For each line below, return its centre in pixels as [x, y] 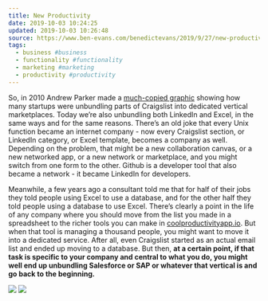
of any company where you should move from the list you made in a [120, 214]
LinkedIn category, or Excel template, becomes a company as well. [118, 139]
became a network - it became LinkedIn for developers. [100, 174]
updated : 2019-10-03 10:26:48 [59, 30]
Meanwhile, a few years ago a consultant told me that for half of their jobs [130, 189]
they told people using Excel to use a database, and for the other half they [130, 197]
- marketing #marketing [55, 68]
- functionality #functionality [69, 61]
